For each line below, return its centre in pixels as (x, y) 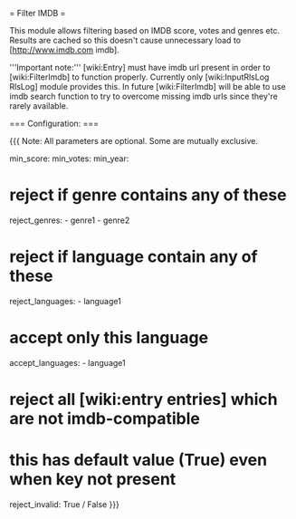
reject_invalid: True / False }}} (65, 504)
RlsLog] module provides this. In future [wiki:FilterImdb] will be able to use (148, 86)
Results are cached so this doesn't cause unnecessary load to (125, 40)
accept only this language (109, 338)
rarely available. (39, 106)
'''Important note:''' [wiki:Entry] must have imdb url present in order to (140, 67)
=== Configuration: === (54, 123)
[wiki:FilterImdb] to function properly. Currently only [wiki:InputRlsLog (139, 77)
